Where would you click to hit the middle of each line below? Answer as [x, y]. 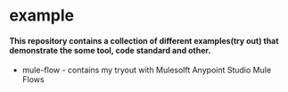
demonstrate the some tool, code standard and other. [110, 50]
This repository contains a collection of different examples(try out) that [144, 40]
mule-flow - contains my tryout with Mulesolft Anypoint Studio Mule [147, 70]
